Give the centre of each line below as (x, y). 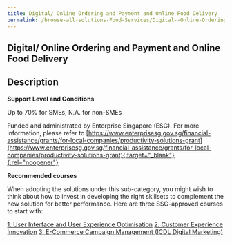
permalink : (23, 20)
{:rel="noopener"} (33, 162)
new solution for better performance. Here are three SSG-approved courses (115, 204)
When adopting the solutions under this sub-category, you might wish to (110, 189)
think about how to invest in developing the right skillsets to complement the (116, 196)
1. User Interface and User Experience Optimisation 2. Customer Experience (115, 224)
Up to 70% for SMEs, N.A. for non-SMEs (65, 112)
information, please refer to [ (48, 133)
